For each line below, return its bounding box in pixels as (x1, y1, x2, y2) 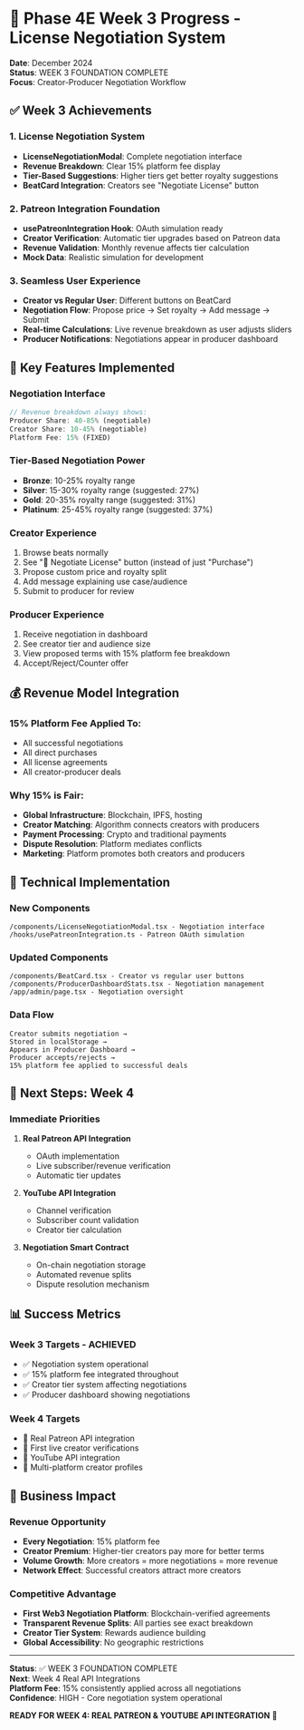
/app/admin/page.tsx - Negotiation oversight (9, 987, 184, 996)
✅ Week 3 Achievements (9, 103, 152, 119)
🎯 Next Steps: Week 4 (9, 1085, 134, 1101)
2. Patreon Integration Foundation (9, 202, 161, 215)
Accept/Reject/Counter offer (22, 657, 129, 669)
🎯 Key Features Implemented (9, 360, 175, 375)
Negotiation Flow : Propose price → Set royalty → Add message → (22, 305, 271, 316)
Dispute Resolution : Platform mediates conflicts (22, 839, 203, 850)
